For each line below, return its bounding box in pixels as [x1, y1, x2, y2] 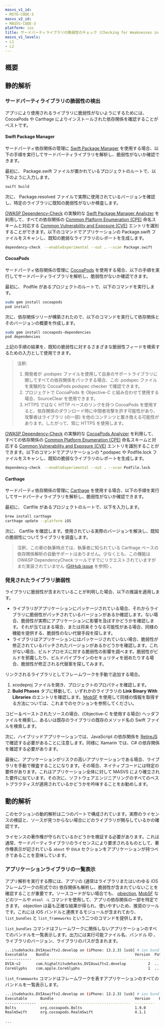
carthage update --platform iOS [5, 519, 71, 524]
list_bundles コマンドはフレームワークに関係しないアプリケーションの [5, 925, 149, 931]
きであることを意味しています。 [5, 852, 70, 858]
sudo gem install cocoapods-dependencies [5, 330, 91, 335]
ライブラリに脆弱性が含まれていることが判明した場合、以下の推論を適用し [5, 589, 156, 595]
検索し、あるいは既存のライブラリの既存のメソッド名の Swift [22, 717, 146, 723]
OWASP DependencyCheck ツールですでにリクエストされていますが [17, 557, 156, 563]
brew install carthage [5, 514, 52, 519]
